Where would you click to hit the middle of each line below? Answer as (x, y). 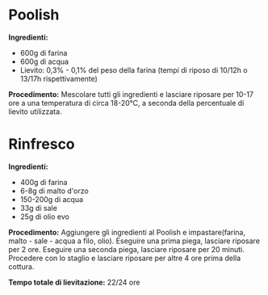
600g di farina (44, 53)
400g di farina (44, 182)
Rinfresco (42, 144)
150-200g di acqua (51, 199)
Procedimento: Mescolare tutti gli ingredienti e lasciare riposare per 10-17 (131, 94)
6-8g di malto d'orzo (54, 191)
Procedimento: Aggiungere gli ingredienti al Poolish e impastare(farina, (127, 232)
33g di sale (39, 208)
